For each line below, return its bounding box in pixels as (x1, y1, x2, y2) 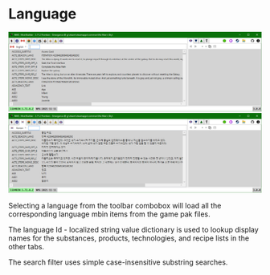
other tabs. (8, 241, 45, 251)
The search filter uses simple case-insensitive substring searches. (8, 257, 228, 267)
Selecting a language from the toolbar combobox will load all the (8, 200, 222, 210)
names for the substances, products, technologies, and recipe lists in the (8, 233, 250, 243)
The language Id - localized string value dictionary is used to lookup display (8, 224, 259, 234)
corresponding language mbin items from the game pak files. (8, 209, 211, 219)
